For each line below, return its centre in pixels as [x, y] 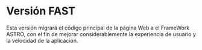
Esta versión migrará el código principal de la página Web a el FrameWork [98, 28]
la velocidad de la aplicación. [42, 40]
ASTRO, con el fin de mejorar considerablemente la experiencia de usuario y [101, 34]
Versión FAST [41, 11]
